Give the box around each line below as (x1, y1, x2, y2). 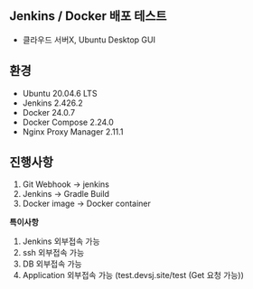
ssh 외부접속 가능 (22, 247, 85, 258)
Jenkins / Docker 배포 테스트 (9, 8, 167, 24)
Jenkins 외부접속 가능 (22, 236, 101, 247)
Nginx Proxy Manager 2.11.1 (22, 126, 124, 137)
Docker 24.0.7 (22, 107, 75, 117)
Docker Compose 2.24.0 (22, 117, 115, 127)
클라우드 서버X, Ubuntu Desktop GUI (22, 34, 156, 45)
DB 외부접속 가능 (22, 258, 83, 269)
